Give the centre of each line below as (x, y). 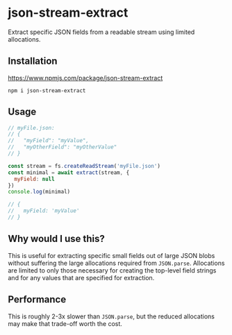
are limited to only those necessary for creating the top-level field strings (112, 270)
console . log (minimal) (39, 192)
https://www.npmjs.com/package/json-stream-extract (85, 78)
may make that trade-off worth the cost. (65, 323)
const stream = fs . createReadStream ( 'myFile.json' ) (84, 166)
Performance (37, 300)
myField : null (34, 179)
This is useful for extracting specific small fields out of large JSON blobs (111, 255)
